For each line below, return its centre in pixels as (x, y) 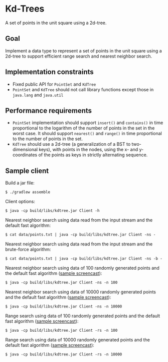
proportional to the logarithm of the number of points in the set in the (83, 128)
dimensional (25, 150)
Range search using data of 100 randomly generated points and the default (83, 316)
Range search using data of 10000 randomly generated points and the (78, 340)
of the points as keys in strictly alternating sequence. (93, 155)
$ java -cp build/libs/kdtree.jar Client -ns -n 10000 (64, 307)
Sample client (27, 171)
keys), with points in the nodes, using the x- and (89, 150)
